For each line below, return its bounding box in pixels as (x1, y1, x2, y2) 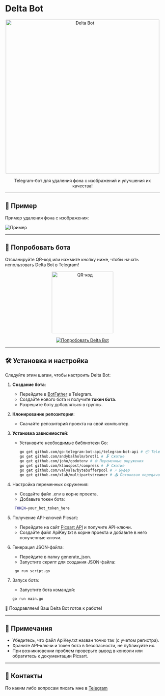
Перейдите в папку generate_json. (19, 554, 92, 559)
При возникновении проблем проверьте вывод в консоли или (12, 648, 143, 654)
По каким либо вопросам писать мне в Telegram (5, 685, 108, 691)
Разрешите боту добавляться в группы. (19, 402, 103, 408)
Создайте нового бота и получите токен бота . (19, 396, 116, 402)
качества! (72, 183, 93, 189)
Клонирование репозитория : (12, 411, 75, 417)
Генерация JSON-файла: (12, 544, 64, 550)
